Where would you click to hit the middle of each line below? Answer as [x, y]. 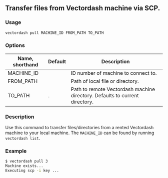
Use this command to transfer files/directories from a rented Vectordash [79, 128]
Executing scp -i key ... [32, 171]
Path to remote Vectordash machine [113, 89]
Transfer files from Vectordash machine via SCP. [83, 8]
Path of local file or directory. [105, 81]
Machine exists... [24, 166]
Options [15, 45]
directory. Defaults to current [105, 95]
